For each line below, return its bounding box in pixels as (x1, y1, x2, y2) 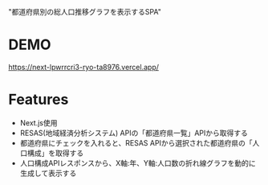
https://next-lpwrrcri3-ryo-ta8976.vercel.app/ (8, 62, 159, 72)
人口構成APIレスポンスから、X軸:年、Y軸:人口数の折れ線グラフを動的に (19, 158, 256, 167)
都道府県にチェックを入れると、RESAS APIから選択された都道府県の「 (19, 138, 253, 147)
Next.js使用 (19, 117, 58, 127)
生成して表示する (19, 168, 77, 178)
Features (8, 91, 69, 109)
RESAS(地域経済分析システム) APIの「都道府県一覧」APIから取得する (19, 128, 249, 138)
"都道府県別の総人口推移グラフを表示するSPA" (8, 7, 162, 16)
